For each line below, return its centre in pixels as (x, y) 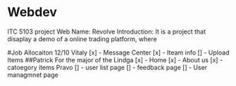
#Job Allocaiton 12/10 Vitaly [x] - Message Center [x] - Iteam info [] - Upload (118, 52)
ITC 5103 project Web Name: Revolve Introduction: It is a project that (107, 31)
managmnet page (33, 75)
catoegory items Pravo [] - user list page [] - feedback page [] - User (107, 67)
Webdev (32, 12)
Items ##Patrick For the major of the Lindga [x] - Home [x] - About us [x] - (115, 59)
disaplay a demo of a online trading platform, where (82, 38)
